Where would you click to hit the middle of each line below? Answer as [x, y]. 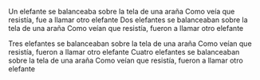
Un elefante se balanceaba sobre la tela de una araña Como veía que [122, 11]
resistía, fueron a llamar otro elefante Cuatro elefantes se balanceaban [124, 52]
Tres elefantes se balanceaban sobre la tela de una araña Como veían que [130, 44]
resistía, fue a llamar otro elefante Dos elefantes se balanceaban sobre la [128, 20]
